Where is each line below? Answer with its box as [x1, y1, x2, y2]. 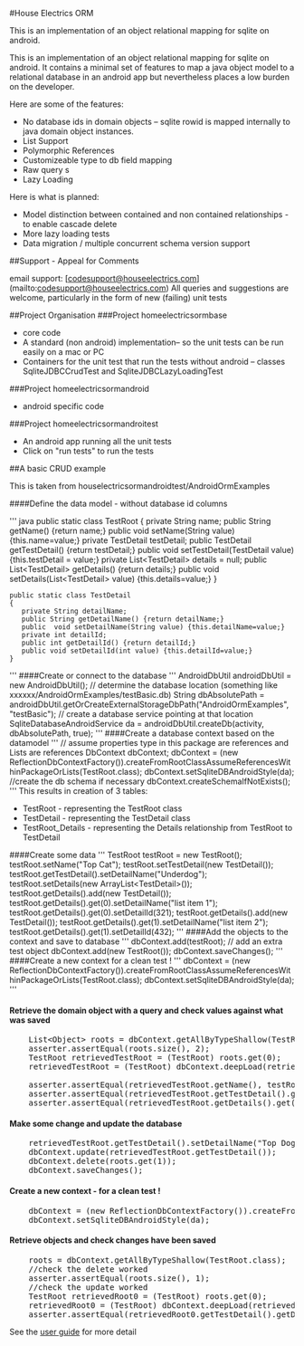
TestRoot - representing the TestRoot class [22, 803, 183, 814]
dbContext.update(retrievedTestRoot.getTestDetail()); [28, 1147, 278, 1158]
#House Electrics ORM [9, 8, 94, 18]
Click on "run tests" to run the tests [22, 445, 154, 456]
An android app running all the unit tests [22, 436, 172, 446]
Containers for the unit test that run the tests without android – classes [22, 357, 286, 367]
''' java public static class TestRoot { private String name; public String [9, 516, 271, 526]
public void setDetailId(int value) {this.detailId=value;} [21, 646, 253, 655]
